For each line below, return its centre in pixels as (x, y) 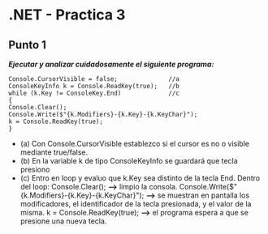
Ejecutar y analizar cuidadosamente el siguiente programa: (111, 64)
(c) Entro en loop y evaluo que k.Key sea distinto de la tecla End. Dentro (140, 178)
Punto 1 (28, 45)
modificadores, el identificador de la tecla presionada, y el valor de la (136, 204)
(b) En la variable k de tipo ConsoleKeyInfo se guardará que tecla (129, 161)
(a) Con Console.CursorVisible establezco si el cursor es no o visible (135, 144)
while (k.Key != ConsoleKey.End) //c (94, 93)
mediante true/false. (54, 152)
